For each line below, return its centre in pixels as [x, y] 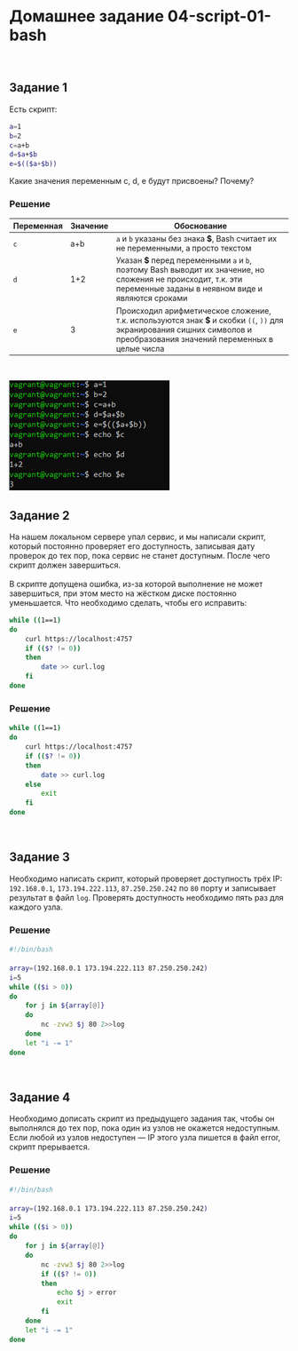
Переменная [38, 226]
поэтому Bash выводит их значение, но [190, 270]
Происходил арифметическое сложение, [194, 310]
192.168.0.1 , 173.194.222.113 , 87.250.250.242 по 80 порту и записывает [143, 888]
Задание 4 [40, 1097]
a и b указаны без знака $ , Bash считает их [196, 239]
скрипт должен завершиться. [65, 565]
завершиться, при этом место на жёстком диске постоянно [123, 593]
